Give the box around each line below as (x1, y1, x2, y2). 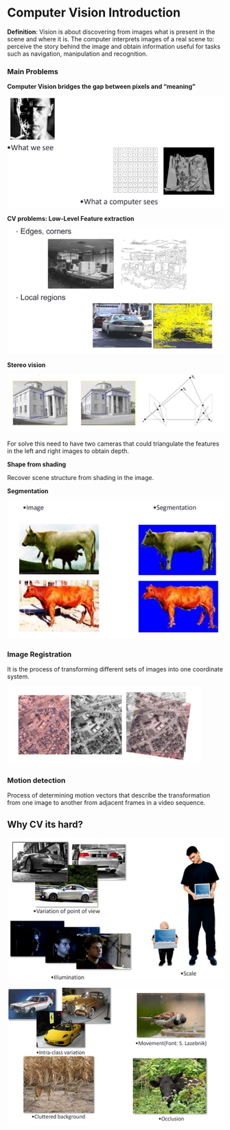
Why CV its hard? (7, 818, 84, 830)
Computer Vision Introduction (7, 5, 181, 21)
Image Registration (7, 649, 72, 659)
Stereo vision (7, 360, 46, 369)
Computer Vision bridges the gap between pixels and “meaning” (7, 83, 196, 91)
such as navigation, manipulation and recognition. (7, 50, 148, 58)
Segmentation (7, 487, 49, 495)
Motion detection (7, 776, 66, 786)
